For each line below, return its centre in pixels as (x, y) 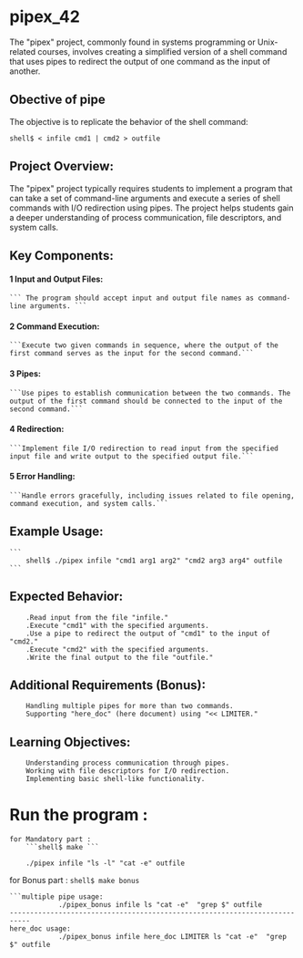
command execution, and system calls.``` (89, 503)
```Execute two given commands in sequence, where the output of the (144, 345)
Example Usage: (56, 532)
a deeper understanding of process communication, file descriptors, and (146, 217)
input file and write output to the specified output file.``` (132, 456)
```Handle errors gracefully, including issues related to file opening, (152, 495)
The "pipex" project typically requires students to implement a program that (151, 188)
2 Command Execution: (55, 326)
